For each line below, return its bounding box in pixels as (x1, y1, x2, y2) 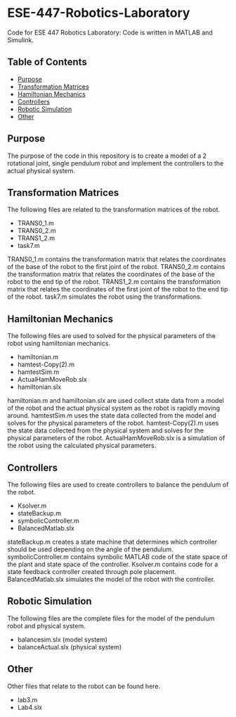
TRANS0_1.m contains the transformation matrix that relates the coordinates (7, 255, 226, 263)
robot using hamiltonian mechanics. (7, 339, 111, 348)
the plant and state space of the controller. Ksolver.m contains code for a (7, 560, 218, 568)
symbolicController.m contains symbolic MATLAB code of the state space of (7, 553, 228, 561)
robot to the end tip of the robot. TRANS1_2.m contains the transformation (7, 278, 221, 286)
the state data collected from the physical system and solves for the (7, 426, 204, 435)
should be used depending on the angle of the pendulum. (7, 545, 173, 554)
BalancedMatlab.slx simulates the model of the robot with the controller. (7, 575, 216, 583)
